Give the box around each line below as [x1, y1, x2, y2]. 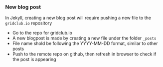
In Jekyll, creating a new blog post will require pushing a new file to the [5, 15, 151, 21]
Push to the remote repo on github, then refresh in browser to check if [12, 51, 157, 57]
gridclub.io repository [5, 20, 52, 26]
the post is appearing [12, 56, 56, 62]
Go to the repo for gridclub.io [12, 30, 72, 36]
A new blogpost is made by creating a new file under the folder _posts [12, 35, 157, 41]
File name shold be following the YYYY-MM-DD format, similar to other [12, 40, 158, 46]
